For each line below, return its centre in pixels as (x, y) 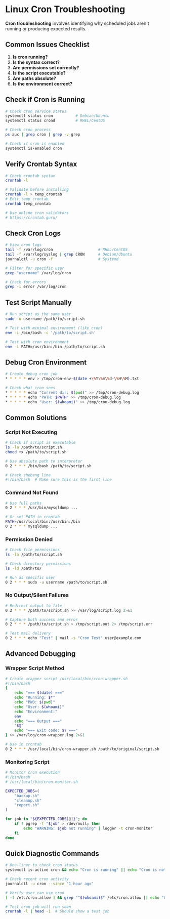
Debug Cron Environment (46, 362)
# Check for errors (26, 282)
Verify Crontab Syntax (41, 164)
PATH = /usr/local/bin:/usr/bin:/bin (43, 522)
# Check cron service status (36, 111)
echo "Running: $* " (35, 698)
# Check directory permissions (38, 563)
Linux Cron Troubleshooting (65, 9)
